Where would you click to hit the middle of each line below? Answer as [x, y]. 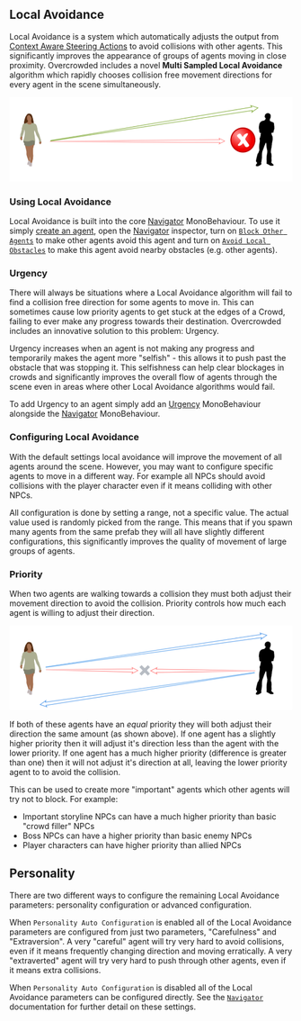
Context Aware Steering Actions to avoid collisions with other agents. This [146, 46]
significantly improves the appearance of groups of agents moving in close [148, 55]
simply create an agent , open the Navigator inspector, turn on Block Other [146, 231]
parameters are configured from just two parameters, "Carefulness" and [143, 932]
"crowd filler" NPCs [58, 826]
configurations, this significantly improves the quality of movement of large [148, 541]
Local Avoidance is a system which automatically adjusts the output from [144, 36]
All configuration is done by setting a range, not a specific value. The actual [149, 512]
